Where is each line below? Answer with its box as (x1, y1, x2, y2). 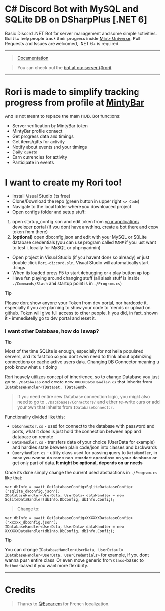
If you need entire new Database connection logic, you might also (17, 394, 150, 400)
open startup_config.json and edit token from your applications (12, 218, 140, 224)
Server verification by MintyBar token (12, 122, 88, 129)
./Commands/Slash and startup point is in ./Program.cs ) (12, 280, 122, 286)
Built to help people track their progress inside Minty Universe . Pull (5, 36, 140, 41)
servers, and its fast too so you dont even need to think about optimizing (5, 354, 152, 360)
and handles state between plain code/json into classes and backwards (12, 444, 157, 450)
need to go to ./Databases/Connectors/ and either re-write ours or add (17, 399, 160, 405)
